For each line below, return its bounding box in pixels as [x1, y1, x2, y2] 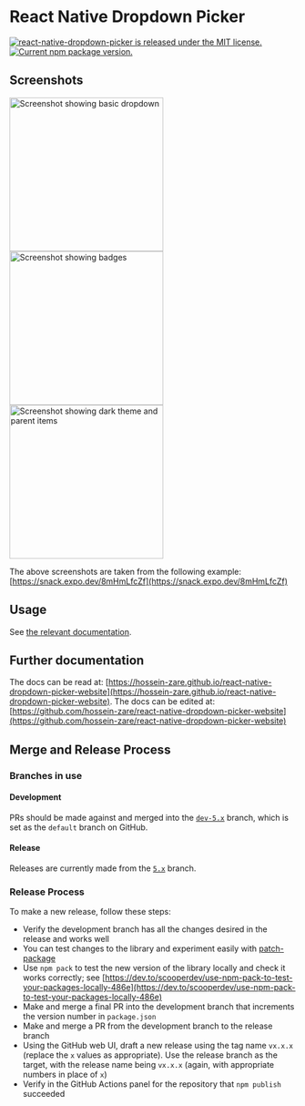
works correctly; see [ [22, 972, 106, 983]
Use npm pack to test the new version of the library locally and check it [22, 963, 286, 974]
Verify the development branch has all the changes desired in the [22, 924, 268, 935]
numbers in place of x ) [22, 1069, 107, 1080]
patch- [259, 943, 285, 954]
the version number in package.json [22, 1011, 157, 1022]
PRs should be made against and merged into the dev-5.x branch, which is [9, 812, 290, 823]
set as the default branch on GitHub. [9, 822, 148, 833]
